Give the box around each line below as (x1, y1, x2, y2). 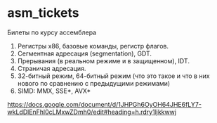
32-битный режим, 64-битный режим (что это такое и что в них (17, 72, 210, 80)
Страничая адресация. (17, 64, 86, 72)
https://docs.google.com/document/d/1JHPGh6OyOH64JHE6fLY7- (7, 100, 202, 108)
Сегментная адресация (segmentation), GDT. (17, 49, 152, 58)
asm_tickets (7, 5, 79, 21)
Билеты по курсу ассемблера (7, 28, 97, 37)
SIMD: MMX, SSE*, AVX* (17, 86, 91, 95)
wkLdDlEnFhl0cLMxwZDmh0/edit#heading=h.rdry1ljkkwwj (7, 108, 177, 116)
